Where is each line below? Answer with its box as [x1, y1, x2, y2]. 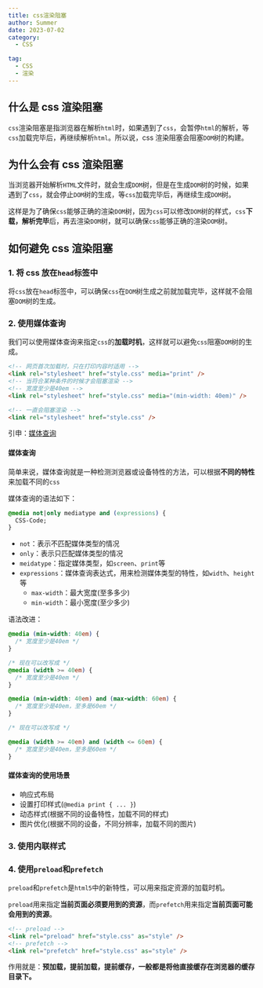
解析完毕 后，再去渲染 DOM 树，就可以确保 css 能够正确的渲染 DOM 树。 [21, 217, 232, 226]
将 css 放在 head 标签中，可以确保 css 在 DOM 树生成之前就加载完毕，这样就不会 [8, 287, 247, 296]
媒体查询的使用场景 [8, 770, 70, 780]
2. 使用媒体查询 [8, 317, 67, 328]
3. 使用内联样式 [8, 840, 67, 851]
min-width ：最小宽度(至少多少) [31, 598, 131, 607]
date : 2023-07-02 [8, 26, 65, 34]
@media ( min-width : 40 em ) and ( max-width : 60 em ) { [8, 695, 177, 703]
